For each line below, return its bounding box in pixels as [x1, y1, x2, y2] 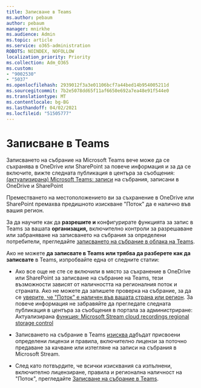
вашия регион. [6, 207, 44, 214]
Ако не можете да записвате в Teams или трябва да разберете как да [6, 250, 191, 257]
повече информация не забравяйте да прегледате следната [15, 300, 171, 307]
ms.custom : [6, 65, 34, 72]
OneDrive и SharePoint [6, 182, 64, 190]
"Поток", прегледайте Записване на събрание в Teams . [15, 375, 159, 383]
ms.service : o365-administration [6, 43, 91, 49]
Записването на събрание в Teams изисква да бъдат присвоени [15, 331, 180, 338]
